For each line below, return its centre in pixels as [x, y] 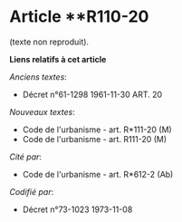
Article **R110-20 [79, 17]
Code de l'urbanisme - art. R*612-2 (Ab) [98, 174]
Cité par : [26, 157]
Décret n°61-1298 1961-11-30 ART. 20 [92, 94]
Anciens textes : [38, 77]
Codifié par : [32, 191]
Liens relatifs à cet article [58, 59]
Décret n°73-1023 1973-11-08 [77, 209]
